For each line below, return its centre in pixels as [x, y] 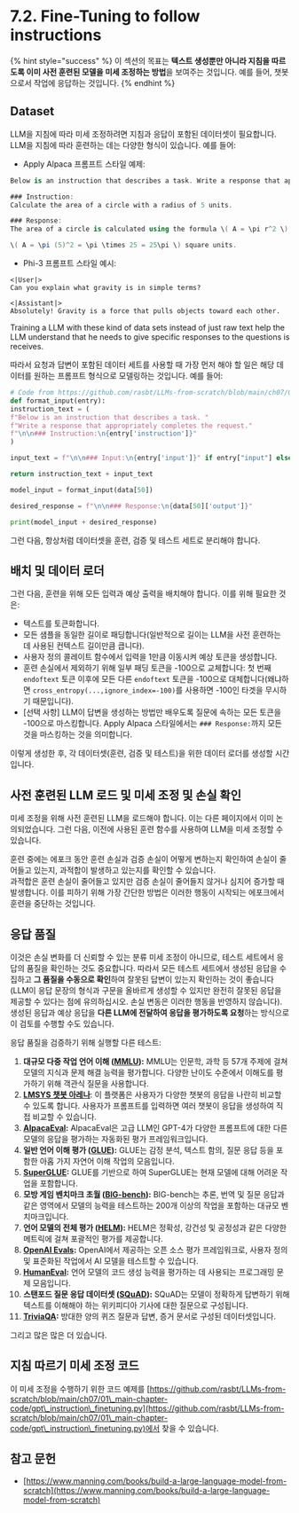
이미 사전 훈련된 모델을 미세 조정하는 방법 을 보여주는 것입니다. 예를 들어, [149, 72]
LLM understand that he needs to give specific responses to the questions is [150, 337]
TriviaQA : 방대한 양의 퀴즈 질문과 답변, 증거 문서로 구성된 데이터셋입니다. [149, 1316]
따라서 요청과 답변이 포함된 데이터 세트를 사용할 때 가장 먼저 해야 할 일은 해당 [142, 365]
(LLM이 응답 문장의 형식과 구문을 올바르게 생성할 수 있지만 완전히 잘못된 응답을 [146, 990]
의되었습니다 [32, 829]
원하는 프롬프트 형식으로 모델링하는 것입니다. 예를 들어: [128, 376]
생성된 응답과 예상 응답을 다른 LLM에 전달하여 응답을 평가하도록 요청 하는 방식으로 [150, 1012]
